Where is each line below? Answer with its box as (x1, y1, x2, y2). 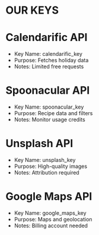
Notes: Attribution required (14, 169, 79, 176)
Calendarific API (5, 31, 88, 45)
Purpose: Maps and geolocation (14, 215, 92, 223)
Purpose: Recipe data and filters (14, 110, 93, 117)
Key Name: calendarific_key (14, 50, 82, 58)
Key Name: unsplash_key (14, 157, 76, 163)
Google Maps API (5, 190, 92, 204)
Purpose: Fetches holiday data (14, 57, 89, 64)
